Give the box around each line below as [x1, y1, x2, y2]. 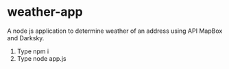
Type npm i [16, 47, 49, 55]
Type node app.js [16, 54, 67, 62]
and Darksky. [7, 33, 45, 42]
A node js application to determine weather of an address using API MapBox [7, 27, 223, 35]
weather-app [7, 4, 84, 20]
